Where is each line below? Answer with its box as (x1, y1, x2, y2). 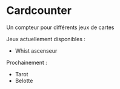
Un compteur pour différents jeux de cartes (6, 24, 115, 31)
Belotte (15, 77, 33, 84)
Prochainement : (6, 59, 47, 66)
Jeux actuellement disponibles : (6, 35, 86, 42)
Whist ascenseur (15, 47, 58, 54)
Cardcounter (6, 4, 72, 18)
